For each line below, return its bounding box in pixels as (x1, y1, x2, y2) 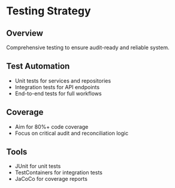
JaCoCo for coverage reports (14, 175, 88, 183)
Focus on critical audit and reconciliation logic (14, 129, 129, 137)
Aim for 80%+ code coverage (14, 123, 89, 130)
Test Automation (6, 61, 70, 71)
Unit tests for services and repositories (14, 77, 111, 84)
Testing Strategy (6, 4, 91, 18)
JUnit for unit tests (14, 163, 61, 170)
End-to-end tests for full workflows (14, 90, 102, 97)
